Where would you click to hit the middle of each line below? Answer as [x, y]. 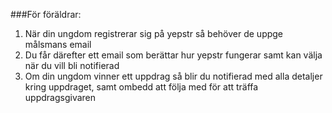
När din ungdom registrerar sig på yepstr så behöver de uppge [154, 33]
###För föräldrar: [46, 14]
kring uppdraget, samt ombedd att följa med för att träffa [141, 87]
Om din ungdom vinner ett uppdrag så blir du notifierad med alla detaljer [173, 76]
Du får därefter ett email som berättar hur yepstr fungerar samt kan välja [173, 55]
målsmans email [58, 44]
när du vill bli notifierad [72, 65]
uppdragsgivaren [60, 97]
